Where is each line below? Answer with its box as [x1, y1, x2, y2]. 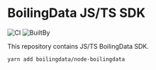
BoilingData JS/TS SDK [7, 5, 146, 21]
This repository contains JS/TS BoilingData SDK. [7, 42, 149, 50]
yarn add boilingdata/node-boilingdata [7, 55, 126, 63]
